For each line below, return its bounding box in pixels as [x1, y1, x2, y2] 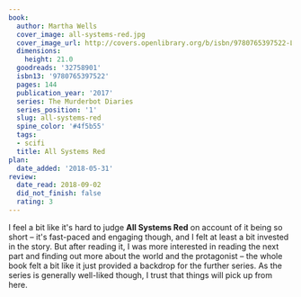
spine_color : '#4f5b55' [16, 122, 105, 131]
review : [8, 172, 38, 181]
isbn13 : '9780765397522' [16, 72, 110, 81]
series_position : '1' [16, 105, 98, 114]
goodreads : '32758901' [16, 64, 102, 73]
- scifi [16, 139, 46, 148]
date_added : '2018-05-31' [16, 164, 114, 173]
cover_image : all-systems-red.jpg [16, 30, 146, 39]
